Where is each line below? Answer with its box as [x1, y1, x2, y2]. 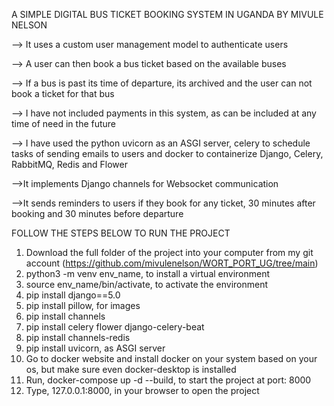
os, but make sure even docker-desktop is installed [25, 364, 237, 375]
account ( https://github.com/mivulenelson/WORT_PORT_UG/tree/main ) [25, 257, 319, 269]
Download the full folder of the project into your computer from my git [25, 247, 314, 258]
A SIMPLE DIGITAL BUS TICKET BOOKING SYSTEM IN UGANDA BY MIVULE [11, 9, 324, 20]
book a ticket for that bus [11, 88, 115, 99]
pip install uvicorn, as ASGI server [25, 342, 166, 354]
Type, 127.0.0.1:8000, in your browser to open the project [25, 385, 260, 396]
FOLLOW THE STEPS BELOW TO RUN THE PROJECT [11, 227, 231, 239]
